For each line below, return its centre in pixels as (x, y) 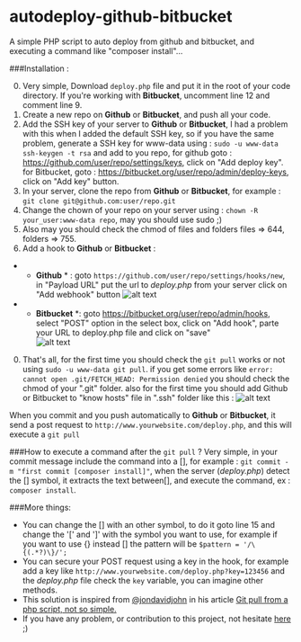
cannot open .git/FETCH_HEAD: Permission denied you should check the (156, 379)
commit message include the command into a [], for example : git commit (145, 461)
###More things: (40, 507)
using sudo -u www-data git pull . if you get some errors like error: (148, 369)
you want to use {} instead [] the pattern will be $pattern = (131, 544)
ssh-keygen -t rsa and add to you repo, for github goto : (127, 152)
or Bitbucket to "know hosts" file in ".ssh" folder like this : (128, 397)
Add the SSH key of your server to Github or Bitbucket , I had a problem (155, 124)
